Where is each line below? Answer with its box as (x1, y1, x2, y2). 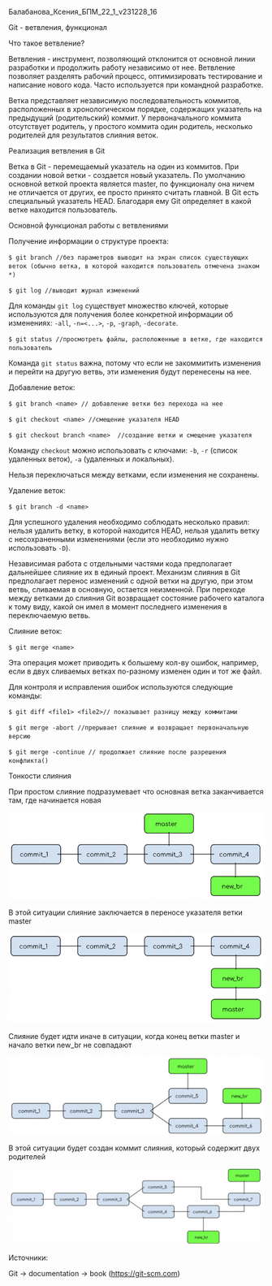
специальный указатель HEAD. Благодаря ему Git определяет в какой (8, 197, 252, 206)
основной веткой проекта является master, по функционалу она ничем (8, 179, 255, 188)
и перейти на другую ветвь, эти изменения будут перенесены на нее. (8, 367, 252, 376)
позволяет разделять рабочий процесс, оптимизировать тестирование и (8, 71, 263, 80)
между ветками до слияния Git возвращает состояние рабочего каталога (8, 593, 265, 603)
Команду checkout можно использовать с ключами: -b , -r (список (8, 446, 238, 455)
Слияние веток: (8, 626, 63, 636)
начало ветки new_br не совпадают (8, 1040, 132, 1050)
